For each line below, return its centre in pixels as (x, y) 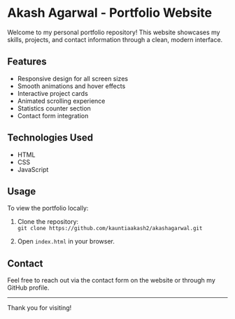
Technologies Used (50, 138)
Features (27, 62)
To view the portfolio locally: (48, 208)
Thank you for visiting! (40, 308)
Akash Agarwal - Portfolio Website (109, 13)
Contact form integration (53, 115)
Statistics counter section (54, 108)
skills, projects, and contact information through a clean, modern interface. (115, 39)
